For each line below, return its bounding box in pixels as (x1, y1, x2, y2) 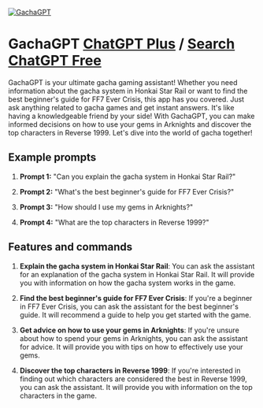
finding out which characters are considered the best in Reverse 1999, (19, 374, 248, 384)
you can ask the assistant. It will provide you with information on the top (19, 382, 254, 391)
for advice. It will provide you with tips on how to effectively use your (19, 342, 243, 351)
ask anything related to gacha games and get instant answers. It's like (8, 102, 235, 112)
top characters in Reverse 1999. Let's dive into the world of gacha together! (8, 128, 254, 137)
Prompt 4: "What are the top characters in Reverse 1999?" (19, 217, 209, 227)
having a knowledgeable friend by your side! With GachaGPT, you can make (8, 111, 255, 121)
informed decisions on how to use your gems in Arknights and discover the (8, 119, 252, 129)
